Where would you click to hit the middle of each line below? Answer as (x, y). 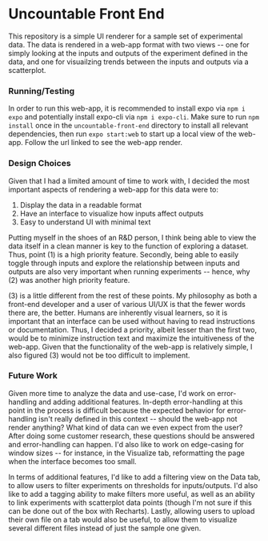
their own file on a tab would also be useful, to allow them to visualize (123, 519)
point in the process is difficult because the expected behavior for (117, 410)
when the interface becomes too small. (73, 461)
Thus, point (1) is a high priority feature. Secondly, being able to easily (124, 254)
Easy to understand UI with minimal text (85, 222)
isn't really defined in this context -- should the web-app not (138, 418)
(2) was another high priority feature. (69, 280)
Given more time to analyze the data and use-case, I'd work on (112, 393)
